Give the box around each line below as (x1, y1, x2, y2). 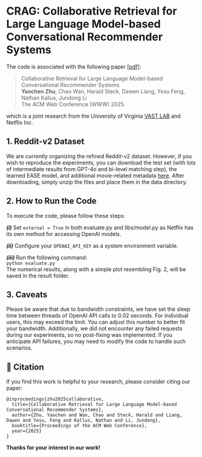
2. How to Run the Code (6, 196, 97, 206)
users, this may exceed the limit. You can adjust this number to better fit (6, 319, 186, 326)
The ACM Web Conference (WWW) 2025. (21, 100, 126, 107)
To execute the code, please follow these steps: (6, 212, 126, 219)
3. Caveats (6, 289, 48, 300)
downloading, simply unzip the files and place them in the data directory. (6, 178, 187, 186)
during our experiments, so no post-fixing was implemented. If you (6, 331, 173, 339)
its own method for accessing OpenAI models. (6, 230, 122, 237)
